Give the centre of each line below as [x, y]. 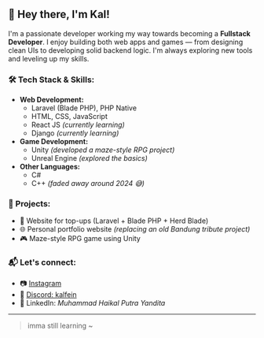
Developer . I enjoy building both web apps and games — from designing [126, 42]
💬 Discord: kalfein [48, 294]
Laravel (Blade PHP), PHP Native [84, 108]
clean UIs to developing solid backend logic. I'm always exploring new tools [130, 50]
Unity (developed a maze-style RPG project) [103, 150]
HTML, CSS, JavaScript [69, 117]
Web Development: [51, 100]
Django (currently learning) [75, 133]
